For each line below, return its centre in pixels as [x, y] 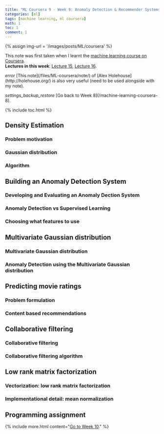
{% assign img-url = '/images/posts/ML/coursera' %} [59, 46]
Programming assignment [45, 415]
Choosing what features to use [42, 221]
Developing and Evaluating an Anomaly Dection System [72, 195]
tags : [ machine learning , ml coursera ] [46, 19]
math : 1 [13, 23]
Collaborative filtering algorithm [44, 356]
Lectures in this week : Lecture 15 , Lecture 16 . [51, 66]
